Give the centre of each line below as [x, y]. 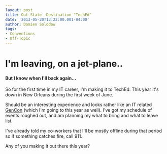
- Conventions [20, 34]
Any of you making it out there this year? [48, 146]
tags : [11, 29]
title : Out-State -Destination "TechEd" [49, 15]
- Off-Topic [18, 39]
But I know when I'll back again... [41, 78]
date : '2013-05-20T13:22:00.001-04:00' [47, 19]
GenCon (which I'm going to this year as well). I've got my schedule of [79, 110]
